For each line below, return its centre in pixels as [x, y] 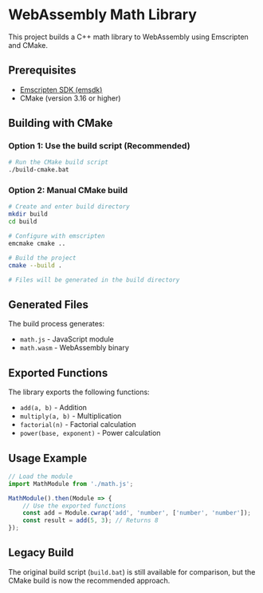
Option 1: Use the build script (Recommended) [99, 146]
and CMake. [28, 45]
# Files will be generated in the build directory [94, 280]
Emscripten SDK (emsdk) [61, 89]
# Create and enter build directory [69, 207]
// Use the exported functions [75, 506]
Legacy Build [41, 553]
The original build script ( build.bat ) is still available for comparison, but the [132, 571]
